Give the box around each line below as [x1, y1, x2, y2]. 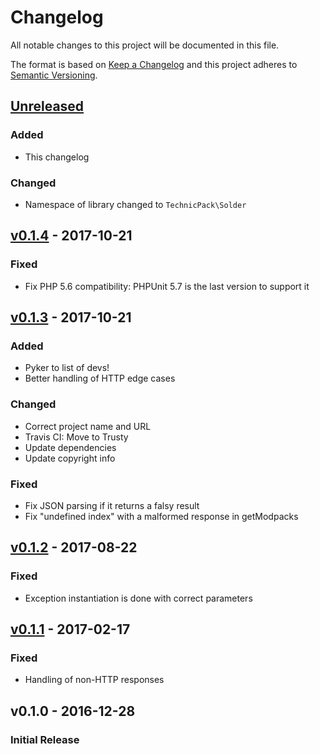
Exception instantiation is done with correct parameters [24, 592, 253, 604]
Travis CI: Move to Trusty [24, 431, 129, 443]
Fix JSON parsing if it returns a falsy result [24, 499, 200, 511]
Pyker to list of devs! [24, 362, 110, 374]
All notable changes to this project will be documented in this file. [10, 39, 280, 51]
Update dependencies [24, 441, 117, 453]
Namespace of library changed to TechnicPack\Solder [24, 198, 247, 210]
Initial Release [10, 732, 80, 746]
